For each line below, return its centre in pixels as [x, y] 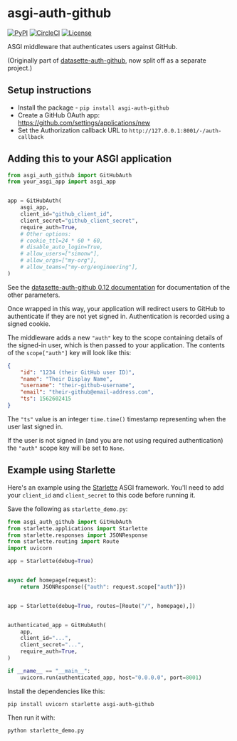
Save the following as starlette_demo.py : [68, 509]
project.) [20, 68]
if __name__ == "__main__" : [49, 671]
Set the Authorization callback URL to [73, 130]
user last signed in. [35, 426]
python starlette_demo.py [46, 730]
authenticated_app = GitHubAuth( [57, 625]
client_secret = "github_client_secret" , [79, 221]
